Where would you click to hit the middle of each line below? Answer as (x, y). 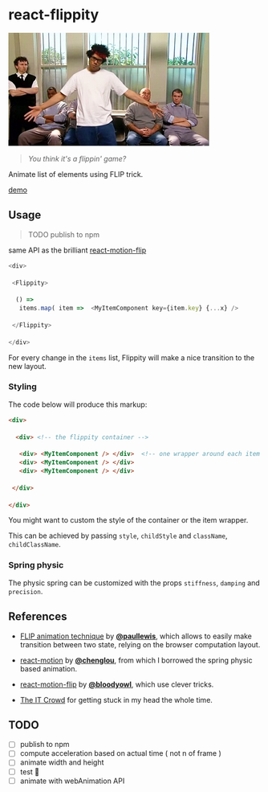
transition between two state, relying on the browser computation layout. (140, 644)
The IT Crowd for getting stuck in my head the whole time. (116, 700)
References (38, 617)
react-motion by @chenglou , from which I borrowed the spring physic (136, 660)
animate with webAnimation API (72, 781)
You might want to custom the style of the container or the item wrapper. (128, 520)
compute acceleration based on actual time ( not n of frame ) (121, 753)
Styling (23, 387)
